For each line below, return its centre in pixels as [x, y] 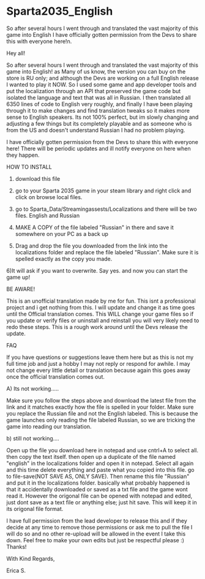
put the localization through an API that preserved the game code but [94, 91]
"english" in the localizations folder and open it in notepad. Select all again [100, 463]
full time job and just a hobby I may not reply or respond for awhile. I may [99, 363]
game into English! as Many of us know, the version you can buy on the [96, 71]
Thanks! [17, 547]
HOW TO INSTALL [29, 167]
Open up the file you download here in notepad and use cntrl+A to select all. [102, 450]
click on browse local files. [49, 197]
